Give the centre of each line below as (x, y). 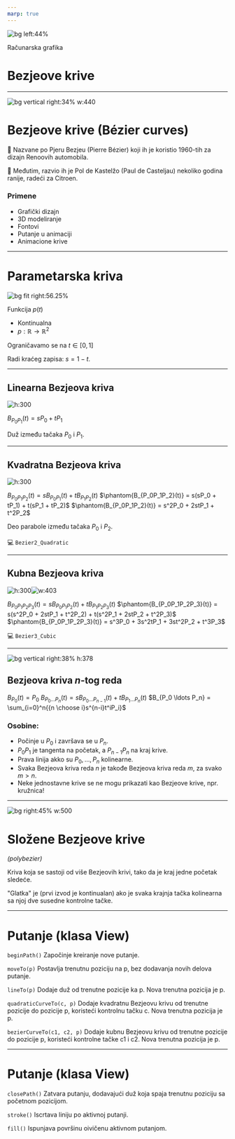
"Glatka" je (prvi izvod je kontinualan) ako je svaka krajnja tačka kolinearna (115, 893)
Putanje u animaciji (44, 234)
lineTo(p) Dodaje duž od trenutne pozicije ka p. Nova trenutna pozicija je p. (116, 990)
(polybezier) (25, 859)
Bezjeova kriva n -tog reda (65, 680)
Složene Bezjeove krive (76, 839)
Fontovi (28, 226)
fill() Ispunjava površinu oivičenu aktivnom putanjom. (87, 1128)
